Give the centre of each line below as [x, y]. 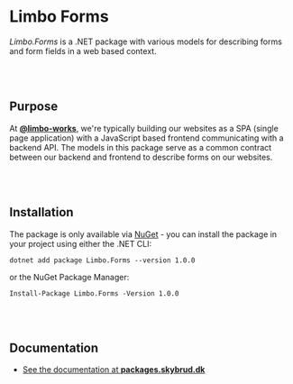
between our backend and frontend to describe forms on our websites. [141, 157]
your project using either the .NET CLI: [81, 243]
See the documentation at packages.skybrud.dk [114, 370]
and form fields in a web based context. [83, 50]
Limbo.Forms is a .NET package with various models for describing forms [146, 41]
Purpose [34, 107]
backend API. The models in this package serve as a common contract [141, 147]
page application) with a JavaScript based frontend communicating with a [146, 138]
